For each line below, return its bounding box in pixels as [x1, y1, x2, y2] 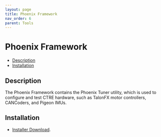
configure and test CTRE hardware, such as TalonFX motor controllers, [5, 95, 146, 100]
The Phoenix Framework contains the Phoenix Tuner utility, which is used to [5, 90, 157, 95]
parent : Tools [5, 20, 34, 26]
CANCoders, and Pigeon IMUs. [5, 100, 67, 106]
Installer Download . [12, 126, 51, 132]
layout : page [5, 7, 32, 12]
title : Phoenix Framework [5, 12, 57, 16]
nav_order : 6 [5, 16, 32, 21]
